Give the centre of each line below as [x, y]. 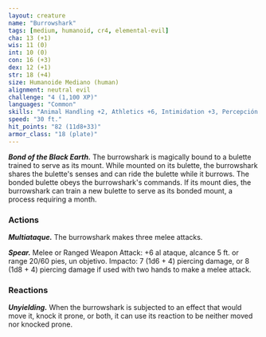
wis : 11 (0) [28, 45]
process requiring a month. [53, 199]
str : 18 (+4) [30, 75]
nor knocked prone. [41, 324]
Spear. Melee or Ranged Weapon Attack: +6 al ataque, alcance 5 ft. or [123, 253]
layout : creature [37, 16]
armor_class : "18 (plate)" [53, 134]
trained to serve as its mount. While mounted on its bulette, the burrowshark [133, 165]
